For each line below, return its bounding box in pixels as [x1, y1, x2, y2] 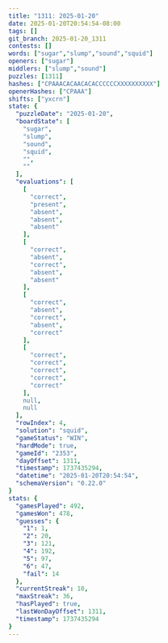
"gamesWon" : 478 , [15, 509, 74, 517]
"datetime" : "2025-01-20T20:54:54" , [15, 472, 139, 480]
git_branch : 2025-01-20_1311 [8, 34, 107, 43]
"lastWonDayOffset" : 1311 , [15, 607, 107, 615]
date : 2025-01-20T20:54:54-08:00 [8, 19, 121, 28]
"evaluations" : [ [15, 178, 74, 186]
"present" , [29, 200, 67, 208]
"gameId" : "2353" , [15, 449, 78, 457]
